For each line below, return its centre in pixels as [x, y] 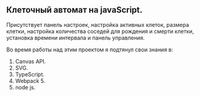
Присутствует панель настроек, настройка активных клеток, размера [98, 24]
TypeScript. [30, 74]
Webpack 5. [30, 81]
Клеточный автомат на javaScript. [74, 10]
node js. [25, 87]
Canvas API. [30, 61]
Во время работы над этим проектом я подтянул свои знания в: [90, 49]
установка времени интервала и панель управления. [76, 38]
